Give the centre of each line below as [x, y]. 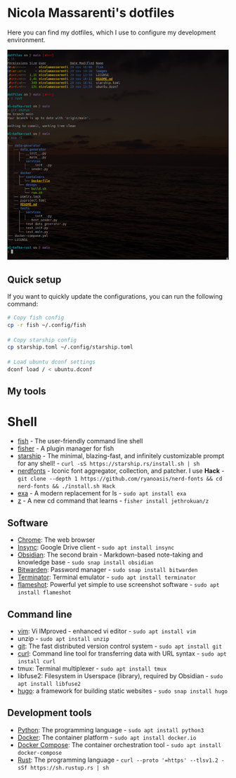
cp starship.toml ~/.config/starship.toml [70, 347]
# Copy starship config [42, 340]
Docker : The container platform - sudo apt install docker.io [107, 737]
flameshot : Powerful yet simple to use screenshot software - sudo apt [118, 585]
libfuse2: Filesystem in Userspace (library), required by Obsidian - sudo [120, 675]
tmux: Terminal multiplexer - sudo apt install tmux [92, 668]
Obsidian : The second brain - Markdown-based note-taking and [110, 555]
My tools [27, 391]
